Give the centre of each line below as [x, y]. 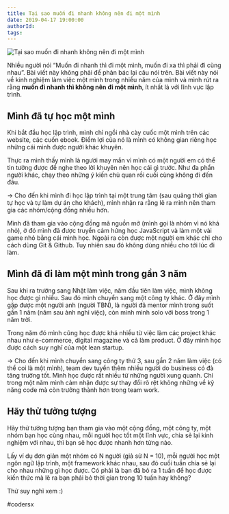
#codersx [21, 504]
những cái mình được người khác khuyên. [65, 147]
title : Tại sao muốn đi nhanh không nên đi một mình [84, 13]
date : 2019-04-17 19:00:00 [45, 20]
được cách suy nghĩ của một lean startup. [66, 347]
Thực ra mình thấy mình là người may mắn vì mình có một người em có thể [111, 160]
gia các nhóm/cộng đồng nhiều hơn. [58, 210]
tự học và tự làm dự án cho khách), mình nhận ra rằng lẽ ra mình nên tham [111, 203]
